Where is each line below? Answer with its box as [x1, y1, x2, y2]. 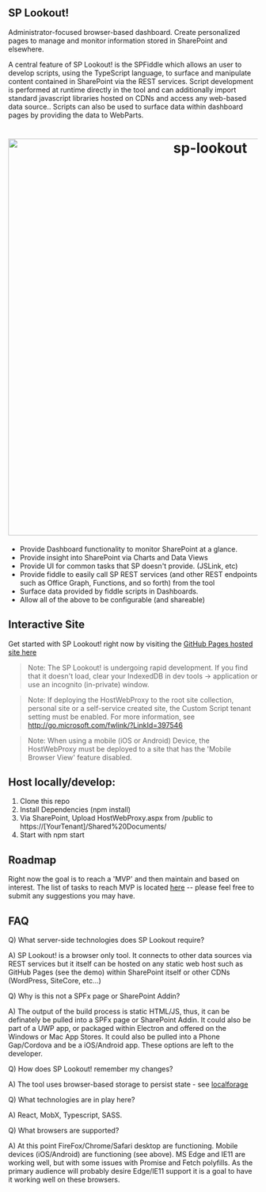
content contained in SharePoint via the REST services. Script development [8, 76, 253, 86]
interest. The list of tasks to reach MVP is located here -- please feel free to [8, 882, 255, 892]
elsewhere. [8, 44, 44, 54]
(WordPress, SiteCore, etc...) [8, 976, 101, 985]
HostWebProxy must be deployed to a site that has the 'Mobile [27, 744, 232, 753]
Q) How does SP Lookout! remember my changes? [8, 1064, 173, 1074]
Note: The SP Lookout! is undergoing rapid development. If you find [27, 663, 249, 672]
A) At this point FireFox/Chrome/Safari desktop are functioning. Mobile [8, 1141, 238, 1150]
